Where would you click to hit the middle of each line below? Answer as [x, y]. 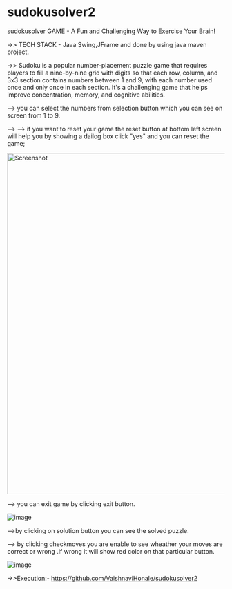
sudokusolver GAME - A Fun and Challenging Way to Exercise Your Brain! [112, 31]
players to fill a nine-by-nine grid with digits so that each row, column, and [113, 73]
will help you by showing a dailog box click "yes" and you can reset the [108, 136]
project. [18, 52]
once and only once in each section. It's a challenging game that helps [108, 87]
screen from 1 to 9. [34, 115]
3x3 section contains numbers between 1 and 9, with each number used [110, 80]
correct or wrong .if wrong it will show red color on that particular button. [111, 551]
